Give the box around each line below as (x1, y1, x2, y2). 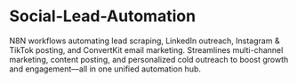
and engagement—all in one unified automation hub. (9, 64, 202, 74)
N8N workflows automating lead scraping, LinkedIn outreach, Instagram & (9, 35, 280, 46)
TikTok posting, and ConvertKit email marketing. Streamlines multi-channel (9, 44, 284, 55)
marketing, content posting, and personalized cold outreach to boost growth (9, 54, 289, 64)
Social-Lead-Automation (9, 6, 197, 26)
